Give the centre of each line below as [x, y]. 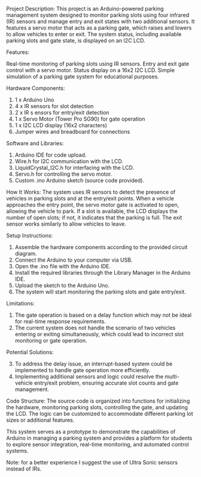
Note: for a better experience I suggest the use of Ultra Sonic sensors [92, 462]
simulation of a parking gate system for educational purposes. [83, 76]
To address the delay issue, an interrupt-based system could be [94, 364]
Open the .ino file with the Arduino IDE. [63, 266]
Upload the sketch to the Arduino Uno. [62, 285]
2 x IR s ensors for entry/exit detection [62, 112]
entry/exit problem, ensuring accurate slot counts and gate [106, 383]
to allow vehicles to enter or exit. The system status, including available [94, 34]
